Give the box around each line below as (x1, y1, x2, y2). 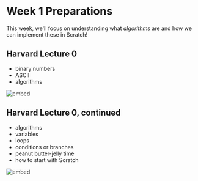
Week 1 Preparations (6, 4, 113, 18)
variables (15, 130, 38, 138)
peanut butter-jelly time (15, 150, 75, 157)
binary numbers (15, 65, 56, 72)
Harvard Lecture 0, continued (6, 108, 121, 118)
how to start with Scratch (15, 156, 79, 163)
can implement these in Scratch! (6, 31, 88, 38)
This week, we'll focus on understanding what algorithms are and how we (6, 24, 193, 32)
